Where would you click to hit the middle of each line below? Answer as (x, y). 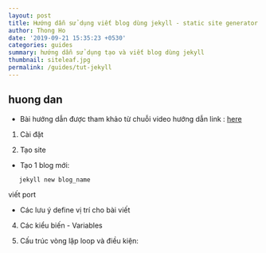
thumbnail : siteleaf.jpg (49, 60)
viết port (22, 194)
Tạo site (33, 150)
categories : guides (41, 45)
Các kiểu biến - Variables (61, 225)
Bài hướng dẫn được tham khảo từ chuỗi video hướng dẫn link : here (131, 119)
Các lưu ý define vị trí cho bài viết (75, 210)
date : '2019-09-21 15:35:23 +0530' (67, 38)
